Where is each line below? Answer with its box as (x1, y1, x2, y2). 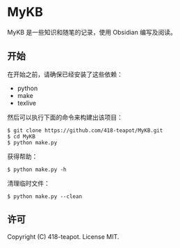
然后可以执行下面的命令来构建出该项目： (7, 113, 123, 122)
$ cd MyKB (7, 133, 36, 140)
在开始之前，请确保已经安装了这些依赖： (7, 70, 123, 78)
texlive (17, 99, 37, 107)
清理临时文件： (7, 179, 50, 188)
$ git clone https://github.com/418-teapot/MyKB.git (7, 126, 163, 134)
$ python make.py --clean (7, 192, 82, 200)
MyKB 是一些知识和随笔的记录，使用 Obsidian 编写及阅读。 (7, 28, 177, 36)
